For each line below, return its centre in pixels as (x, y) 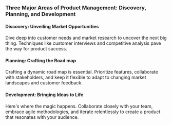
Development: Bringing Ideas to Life (44, 95)
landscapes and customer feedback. (44, 83)
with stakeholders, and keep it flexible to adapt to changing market (76, 77)
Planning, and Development (41, 14)
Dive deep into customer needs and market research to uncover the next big (86, 38)
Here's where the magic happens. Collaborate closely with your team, (79, 106)
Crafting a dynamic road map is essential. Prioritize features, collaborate (82, 72)
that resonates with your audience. (42, 117)
